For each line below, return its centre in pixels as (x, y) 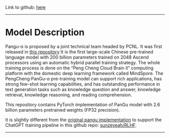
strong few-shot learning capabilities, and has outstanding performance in (83, 84)
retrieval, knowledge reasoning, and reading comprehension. (69, 95)
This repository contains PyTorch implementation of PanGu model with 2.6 (83, 104)
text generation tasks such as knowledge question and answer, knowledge (83, 89)
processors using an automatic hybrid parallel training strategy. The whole (83, 62)
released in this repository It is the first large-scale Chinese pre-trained (79, 52)
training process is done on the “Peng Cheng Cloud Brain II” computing (79, 68)
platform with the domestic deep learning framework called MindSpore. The (84, 73)
